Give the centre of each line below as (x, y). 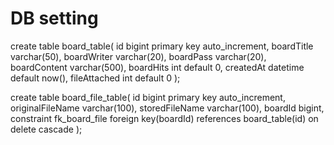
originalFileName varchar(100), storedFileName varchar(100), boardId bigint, (167, 108)
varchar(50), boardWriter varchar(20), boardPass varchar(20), (138, 56)
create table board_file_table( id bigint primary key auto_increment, (148, 97)
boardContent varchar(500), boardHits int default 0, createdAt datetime (157, 67)
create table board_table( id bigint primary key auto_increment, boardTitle (162, 46)
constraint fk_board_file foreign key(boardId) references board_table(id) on (164, 118)
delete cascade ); (46, 129)
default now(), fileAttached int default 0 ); (95, 78)
